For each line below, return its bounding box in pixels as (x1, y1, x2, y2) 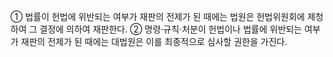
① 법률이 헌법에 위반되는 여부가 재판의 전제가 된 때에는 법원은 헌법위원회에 (10, 11, 305, 22)
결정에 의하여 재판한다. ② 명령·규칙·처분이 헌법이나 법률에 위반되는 (39, 23, 303, 35)
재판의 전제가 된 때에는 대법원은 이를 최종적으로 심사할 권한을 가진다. (20, 36, 288, 47)
